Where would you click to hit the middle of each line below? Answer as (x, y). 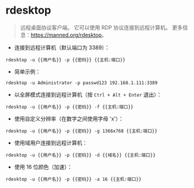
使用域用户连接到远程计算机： (51, 142)
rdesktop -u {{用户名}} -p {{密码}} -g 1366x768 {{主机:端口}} (82, 131)
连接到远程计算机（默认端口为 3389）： (62, 47)
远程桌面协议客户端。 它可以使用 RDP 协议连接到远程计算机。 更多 (101, 27)
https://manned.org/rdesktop (66, 35)
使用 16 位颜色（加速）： (43, 167)
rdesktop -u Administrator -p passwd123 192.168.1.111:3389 (82, 83)
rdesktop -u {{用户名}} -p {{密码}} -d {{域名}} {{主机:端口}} (81, 155)
